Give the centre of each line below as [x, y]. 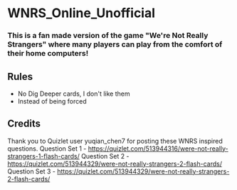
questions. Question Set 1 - [47, 149]
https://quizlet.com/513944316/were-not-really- [158, 149]
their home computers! [48, 54]
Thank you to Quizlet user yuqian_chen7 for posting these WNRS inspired [115, 141]
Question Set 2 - [105, 156]
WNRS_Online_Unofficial [81, 13]
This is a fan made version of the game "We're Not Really [108, 36]
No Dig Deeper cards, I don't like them [74, 94]
